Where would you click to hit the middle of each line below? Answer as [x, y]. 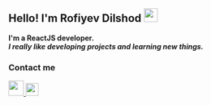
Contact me [32, 67]
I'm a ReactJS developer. [52, 38]
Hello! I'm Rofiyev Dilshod [75, 18]
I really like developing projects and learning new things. [106, 46]
